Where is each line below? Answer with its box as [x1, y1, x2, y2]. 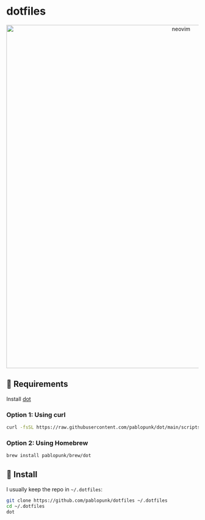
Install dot [6, 395, 32, 402]
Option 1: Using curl [6, 410, 66, 419]
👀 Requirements [6, 379, 68, 389]
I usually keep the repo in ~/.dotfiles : [6, 485, 103, 493]
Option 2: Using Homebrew [6, 438, 88, 447]
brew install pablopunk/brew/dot [6, 453, 92, 459]
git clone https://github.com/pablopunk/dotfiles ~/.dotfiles [6, 497, 168, 504]
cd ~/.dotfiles [6, 503, 45, 509]
